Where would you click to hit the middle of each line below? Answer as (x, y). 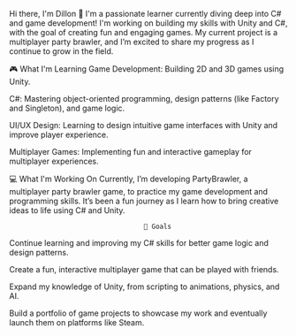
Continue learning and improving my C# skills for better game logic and (139, 243)
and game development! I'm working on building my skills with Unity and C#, (148, 23)
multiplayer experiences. (54, 161)
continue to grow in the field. (61, 51)
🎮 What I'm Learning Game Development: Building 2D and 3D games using (147, 69)
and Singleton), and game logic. (67, 108)
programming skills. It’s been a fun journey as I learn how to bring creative (144, 201)
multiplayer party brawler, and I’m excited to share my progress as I (132, 42)
